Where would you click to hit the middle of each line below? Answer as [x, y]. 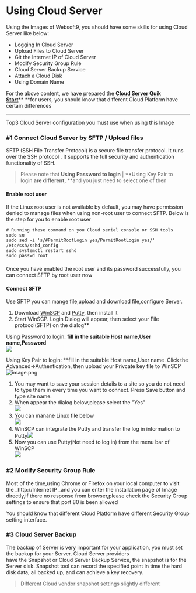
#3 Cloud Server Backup [41, 534]
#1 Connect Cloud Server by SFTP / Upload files [75, 138]
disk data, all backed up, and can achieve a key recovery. [75, 572]
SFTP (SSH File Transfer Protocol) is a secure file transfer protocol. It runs [95, 151]
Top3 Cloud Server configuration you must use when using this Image [90, 122]
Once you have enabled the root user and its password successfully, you [93, 269]
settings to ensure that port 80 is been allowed [62, 502]
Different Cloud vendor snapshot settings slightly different [90, 584]
